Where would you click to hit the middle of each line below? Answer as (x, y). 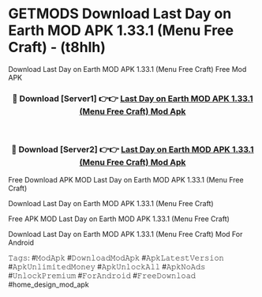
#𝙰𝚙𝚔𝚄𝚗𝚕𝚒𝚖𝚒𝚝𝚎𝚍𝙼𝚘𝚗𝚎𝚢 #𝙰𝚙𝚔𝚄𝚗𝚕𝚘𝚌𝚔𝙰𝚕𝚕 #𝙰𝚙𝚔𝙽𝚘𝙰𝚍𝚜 (107, 266)
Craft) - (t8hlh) (57, 47)
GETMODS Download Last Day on (120, 14)
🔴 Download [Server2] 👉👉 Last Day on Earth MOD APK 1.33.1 (133, 149)
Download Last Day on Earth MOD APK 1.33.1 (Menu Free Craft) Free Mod (127, 69)
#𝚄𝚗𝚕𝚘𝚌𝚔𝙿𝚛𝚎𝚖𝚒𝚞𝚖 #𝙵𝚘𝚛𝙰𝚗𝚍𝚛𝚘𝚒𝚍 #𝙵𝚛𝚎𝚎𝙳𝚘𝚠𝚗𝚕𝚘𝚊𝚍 (102, 275)
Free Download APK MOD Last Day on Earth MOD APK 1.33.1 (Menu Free (126, 179)
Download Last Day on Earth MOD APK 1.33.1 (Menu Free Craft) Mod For (125, 234)
